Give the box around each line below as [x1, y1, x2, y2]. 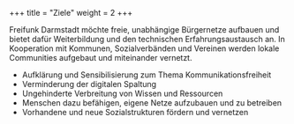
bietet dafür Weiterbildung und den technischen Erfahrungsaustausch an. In [9, 34, 285, 44]
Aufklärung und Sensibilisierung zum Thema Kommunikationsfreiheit [21, 69, 272, 80]
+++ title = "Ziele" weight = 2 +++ [9, 8, 133, 18]
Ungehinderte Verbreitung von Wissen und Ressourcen [21, 88, 223, 98]
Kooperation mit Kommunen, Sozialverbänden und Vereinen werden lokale [9, 43, 280, 54]
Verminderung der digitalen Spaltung [21, 79, 157, 89]
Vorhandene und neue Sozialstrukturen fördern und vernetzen [21, 107, 249, 117]
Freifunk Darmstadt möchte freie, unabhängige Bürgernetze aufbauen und [9, 25, 280, 34]
